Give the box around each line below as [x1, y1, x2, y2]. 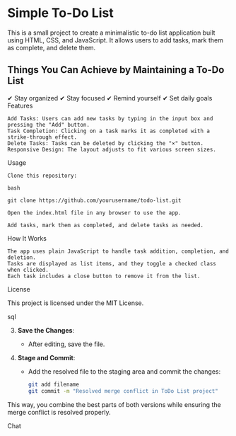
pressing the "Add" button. [7, 121, 90, 128]
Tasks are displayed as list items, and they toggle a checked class [7, 260, 217, 267]
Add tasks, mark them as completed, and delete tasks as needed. [7, 222, 203, 229]
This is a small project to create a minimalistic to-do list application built [7, 28, 216, 37]
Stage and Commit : [17, 353, 76, 362]
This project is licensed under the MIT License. [7, 299, 144, 307]
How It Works [7, 234, 47, 242]
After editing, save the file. [28, 340, 105, 348]
